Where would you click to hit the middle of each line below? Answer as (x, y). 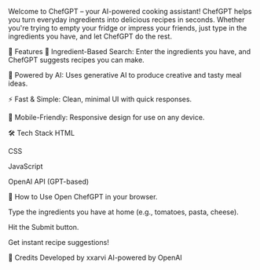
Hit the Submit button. (44, 227)
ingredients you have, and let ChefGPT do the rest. (90, 36)
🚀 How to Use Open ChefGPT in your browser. (83, 197)
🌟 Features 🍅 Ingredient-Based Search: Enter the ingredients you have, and (130, 51)
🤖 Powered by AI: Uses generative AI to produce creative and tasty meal (125, 75)
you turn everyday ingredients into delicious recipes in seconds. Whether (126, 20)
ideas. (18, 83)
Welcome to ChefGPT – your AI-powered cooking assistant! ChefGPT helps (130, 11)
